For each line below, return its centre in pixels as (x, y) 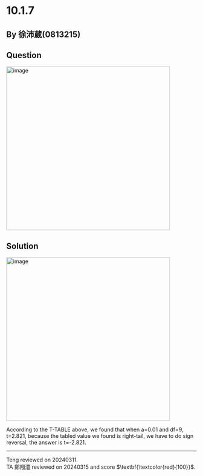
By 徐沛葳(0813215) (43, 34)
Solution (22, 246)
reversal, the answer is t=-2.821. (46, 443)
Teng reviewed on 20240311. (42, 460)
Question (24, 55)
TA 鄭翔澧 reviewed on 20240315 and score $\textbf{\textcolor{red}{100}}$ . (101, 467)
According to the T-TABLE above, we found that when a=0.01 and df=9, (95, 429)
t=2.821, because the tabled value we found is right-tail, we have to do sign (100, 436)
